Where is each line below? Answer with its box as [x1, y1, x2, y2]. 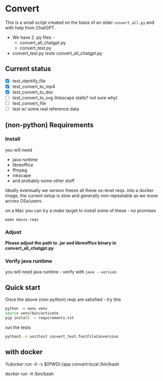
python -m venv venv [5, 306, 48, 311]
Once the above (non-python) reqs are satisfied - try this [5, 296, 121, 302]
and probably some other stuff [12, 178, 75, 184]
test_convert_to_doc [12, 89, 54, 95]
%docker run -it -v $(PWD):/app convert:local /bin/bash [5, 361, 119, 367]
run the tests [5, 324, 31, 330]
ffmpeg [12, 167, 28, 173]
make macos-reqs [5, 217, 39, 222]
